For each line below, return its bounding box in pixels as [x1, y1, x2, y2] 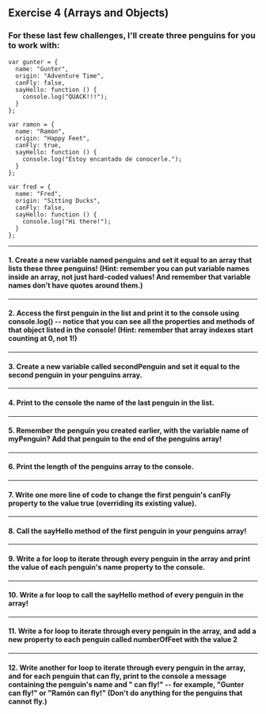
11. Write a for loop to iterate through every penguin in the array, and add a [8, 626, 256, 636]
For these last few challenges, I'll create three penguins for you [8, 30, 256, 41]
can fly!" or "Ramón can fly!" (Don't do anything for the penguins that [8, 688, 243, 697]
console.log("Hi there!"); [22, 217, 112, 225]
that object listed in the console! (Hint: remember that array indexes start [8, 325, 253, 335]
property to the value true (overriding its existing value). [8, 498, 197, 508]
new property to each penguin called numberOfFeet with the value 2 [8, 635, 237, 644]
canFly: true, [15, 141, 62, 149]
